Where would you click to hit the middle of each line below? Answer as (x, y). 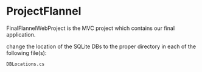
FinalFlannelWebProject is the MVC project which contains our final (91, 28)
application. (21, 34)
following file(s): (26, 52)
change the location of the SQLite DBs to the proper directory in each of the (101, 46)
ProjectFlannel (44, 11)
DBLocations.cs (26, 64)
